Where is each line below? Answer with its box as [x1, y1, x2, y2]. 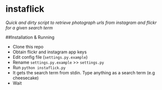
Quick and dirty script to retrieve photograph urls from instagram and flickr [5, 20, 157, 25]
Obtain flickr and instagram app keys [12, 49, 87, 55]
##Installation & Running [5, 34, 55, 40]
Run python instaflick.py [12, 65, 66, 70]
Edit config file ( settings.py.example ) [12, 54, 88, 60]
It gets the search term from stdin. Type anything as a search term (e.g [12, 69, 155, 75]
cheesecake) [12, 75, 39, 81]
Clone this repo [12, 44, 43, 49]
